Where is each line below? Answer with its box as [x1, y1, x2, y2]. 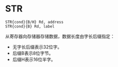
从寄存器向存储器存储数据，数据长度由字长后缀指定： [5, 33, 115, 39]
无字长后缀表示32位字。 [12, 43, 62, 50]
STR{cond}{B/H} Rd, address [5, 19, 64, 24]
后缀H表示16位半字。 [12, 56, 56, 62]
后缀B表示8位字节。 [12, 50, 53, 56]
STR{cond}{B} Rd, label [5, 23, 55, 29]
